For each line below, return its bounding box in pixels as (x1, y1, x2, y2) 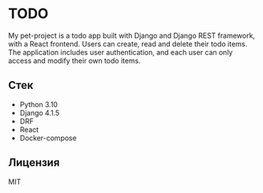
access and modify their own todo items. (8, 56, 141, 65)
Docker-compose (19, 133, 77, 143)
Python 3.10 (19, 99, 58, 109)
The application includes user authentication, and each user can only (8, 47, 233, 57)
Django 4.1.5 (19, 108, 60, 117)
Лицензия (8, 156, 60, 169)
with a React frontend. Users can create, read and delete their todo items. (8, 39, 247, 48)
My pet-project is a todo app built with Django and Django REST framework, (8, 31, 255, 40)
